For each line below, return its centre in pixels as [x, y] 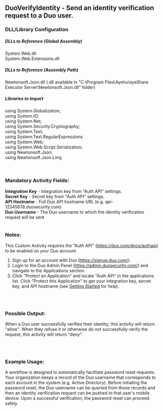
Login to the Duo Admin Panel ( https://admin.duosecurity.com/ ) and [80, 265]
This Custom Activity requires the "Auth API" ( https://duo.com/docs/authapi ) [82, 246]
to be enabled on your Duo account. [41, 250]
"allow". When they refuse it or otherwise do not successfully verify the [77, 329]
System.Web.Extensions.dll [32, 59]
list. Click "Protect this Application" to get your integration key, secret [81, 281]
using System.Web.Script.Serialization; [44, 147]
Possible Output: [25, 313]
